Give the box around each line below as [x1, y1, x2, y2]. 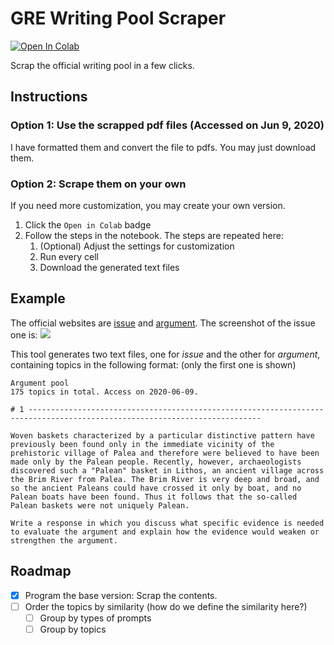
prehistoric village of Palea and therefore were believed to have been [10, 448, 320, 458]
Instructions [10, 88, 88, 106]
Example [10, 290, 66, 307]
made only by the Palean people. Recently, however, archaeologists [10, 457, 302, 467]
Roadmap [10, 563, 72, 580]
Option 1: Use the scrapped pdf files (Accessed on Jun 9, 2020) [10, 118, 325, 132]
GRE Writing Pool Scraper [10, 7, 227, 30]
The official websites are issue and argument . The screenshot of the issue [10, 317, 316, 329]
